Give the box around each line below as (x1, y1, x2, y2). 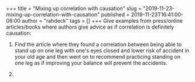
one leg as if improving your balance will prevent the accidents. (14, 59, 168, 66)
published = (101, 11, 130, 18)
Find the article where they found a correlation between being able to (14, 41, 182, 48)
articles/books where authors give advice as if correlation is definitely (6, 23, 175, 30)
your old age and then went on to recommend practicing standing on (14, 54, 181, 60)
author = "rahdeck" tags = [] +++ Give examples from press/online (22, 17, 183, 24)
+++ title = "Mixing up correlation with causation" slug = (6, 5, 142, 12)
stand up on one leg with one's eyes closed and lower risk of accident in (14, 47, 189, 54)
